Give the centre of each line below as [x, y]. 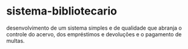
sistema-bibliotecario [62, 11]
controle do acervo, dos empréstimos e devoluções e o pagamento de [94, 34]
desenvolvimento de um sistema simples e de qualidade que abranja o [94, 28]
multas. [16, 41]
